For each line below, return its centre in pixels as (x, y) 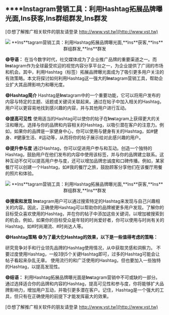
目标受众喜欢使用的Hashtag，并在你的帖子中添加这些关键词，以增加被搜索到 (85, 214)
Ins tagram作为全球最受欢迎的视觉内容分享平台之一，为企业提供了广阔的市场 (84, 66)
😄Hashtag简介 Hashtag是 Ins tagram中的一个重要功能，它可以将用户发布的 (83, 95)
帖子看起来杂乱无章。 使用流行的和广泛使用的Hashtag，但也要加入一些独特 (83, 260)
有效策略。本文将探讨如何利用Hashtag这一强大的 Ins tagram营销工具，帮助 (82, 78)
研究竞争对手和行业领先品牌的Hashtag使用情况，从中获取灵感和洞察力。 (80, 247)
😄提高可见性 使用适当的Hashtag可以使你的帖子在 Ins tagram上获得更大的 (80, 118)
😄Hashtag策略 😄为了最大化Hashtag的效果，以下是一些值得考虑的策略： (81, 237)
